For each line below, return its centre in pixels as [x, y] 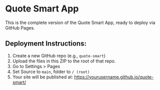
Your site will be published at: [43, 77]
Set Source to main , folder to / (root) [51, 71]
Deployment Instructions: [46, 44]
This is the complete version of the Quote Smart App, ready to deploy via [80, 22]
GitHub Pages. [20, 27]
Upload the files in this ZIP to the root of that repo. [64, 61]
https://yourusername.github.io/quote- [114, 77]
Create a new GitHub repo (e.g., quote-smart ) [59, 55]
